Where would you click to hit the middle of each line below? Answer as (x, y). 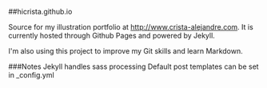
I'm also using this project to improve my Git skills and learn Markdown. (126, 51)
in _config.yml (31, 75)
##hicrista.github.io (40, 12)
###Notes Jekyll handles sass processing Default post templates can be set (133, 66)
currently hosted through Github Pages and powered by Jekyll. (112, 36)
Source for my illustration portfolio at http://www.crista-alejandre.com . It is (131, 27)
